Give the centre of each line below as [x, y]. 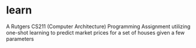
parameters [20, 39]
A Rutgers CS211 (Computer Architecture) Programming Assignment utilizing [98, 26]
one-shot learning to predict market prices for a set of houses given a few [95, 32]
